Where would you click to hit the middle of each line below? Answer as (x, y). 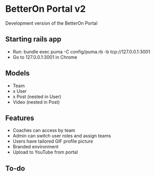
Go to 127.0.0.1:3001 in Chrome (45, 57)
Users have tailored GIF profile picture (53, 141)
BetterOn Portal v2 (46, 9)
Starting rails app (33, 39)
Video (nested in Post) (36, 102)
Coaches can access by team (44, 130)
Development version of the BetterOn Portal (51, 23)
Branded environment (36, 147)
